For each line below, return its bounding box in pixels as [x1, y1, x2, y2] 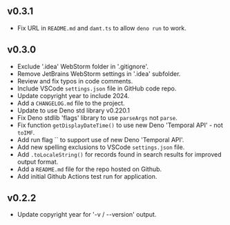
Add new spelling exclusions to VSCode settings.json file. [17, 143, 185, 151]
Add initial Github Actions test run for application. [17, 172, 157, 180]
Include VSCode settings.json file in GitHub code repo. [17, 84, 177, 92]
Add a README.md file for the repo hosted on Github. [17, 165, 162, 173]
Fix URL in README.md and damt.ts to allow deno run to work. [17, 23, 186, 32]
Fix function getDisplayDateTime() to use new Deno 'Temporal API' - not [17, 121, 223, 129]
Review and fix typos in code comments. [17, 77, 133, 85]
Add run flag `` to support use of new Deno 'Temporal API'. [17, 135, 184, 144]
